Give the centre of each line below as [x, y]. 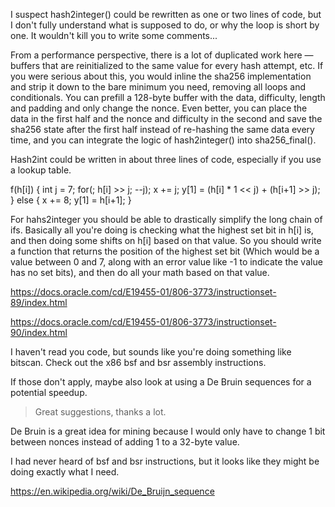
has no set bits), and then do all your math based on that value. [140, 272]
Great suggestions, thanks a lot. [100, 412]
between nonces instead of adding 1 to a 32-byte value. [125, 442]
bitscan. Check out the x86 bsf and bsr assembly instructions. [138, 362]
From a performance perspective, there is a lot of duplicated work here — [162, 55]
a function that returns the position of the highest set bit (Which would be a [165, 251]
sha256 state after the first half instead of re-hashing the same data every [162, 129]
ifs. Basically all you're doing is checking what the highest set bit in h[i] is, [162, 230]
